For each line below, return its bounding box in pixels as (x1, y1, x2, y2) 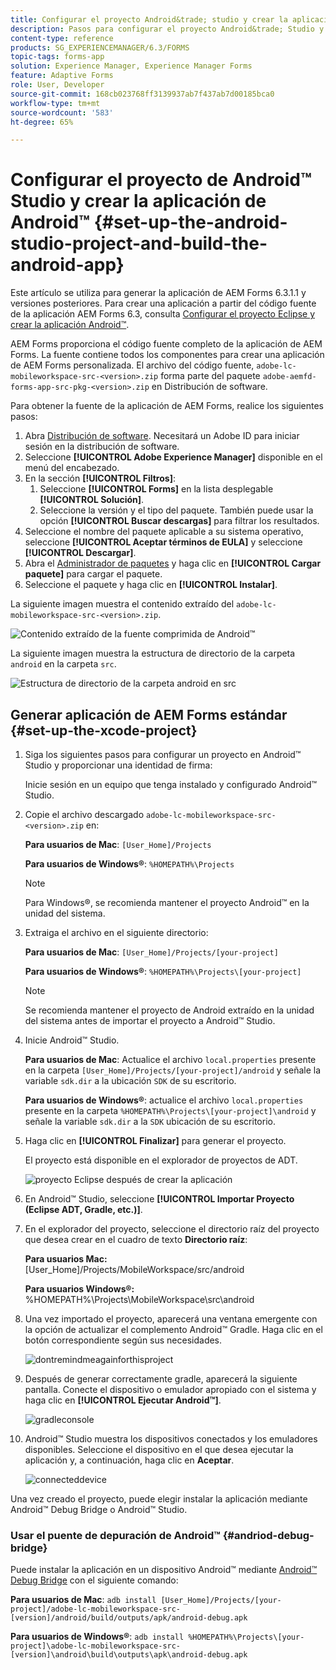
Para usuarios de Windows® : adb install (10, 1631, 185, 1643)
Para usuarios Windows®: (24, 1283, 135, 1295)
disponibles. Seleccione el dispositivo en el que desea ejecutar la (24, 1444, 294, 1455)
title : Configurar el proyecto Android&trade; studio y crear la (10, 14, 288, 25)
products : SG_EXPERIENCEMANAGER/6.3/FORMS (10, 42, 190, 53)
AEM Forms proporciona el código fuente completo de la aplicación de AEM (10, 338, 323, 350)
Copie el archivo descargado (24, 809, 145, 820)
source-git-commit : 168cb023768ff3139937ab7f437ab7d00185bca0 (10, 89, 275, 99)
